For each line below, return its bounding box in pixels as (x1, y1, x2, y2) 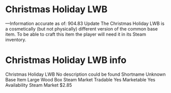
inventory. (5, 37, 27, 43)
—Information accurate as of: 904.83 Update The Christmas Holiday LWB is (5, 20, 165, 26)
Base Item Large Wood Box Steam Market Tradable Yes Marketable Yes (5, 76, 156, 82)
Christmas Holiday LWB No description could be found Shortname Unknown (5, 71, 166, 77)
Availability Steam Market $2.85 (5, 82, 72, 88)
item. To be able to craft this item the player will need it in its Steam (5, 31, 146, 37)
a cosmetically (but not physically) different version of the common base (5, 25, 158, 32)
